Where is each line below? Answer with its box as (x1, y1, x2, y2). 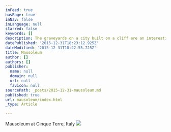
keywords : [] (5, 31, 33, 36)
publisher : (5, 64, 28, 69)
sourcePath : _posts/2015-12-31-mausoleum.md (5, 87, 101, 93)
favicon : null (10, 83, 40, 88)
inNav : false (5, 17, 33, 22)
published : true (5, 92, 40, 97)
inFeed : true (5, 7, 33, 13)
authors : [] (5, 59, 31, 64)
